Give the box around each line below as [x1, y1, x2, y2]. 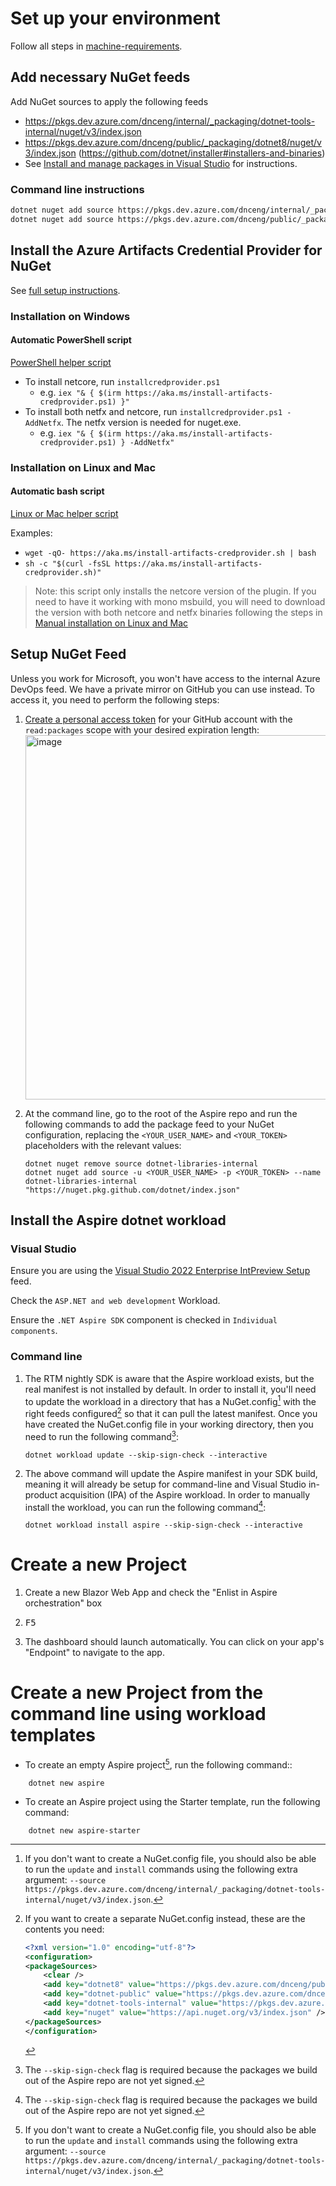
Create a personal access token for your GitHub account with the [24, 713, 293, 725]
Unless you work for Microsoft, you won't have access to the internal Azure [10, 672, 321, 684]
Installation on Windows [10, 309, 131, 323]
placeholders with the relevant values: [24, 1139, 182, 1151]
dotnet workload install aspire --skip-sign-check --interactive [24, 1520, 303, 1531]
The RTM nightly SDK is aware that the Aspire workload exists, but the [24, 1372, 315, 1384]
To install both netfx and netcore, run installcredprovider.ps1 [24, 405, 283, 417]
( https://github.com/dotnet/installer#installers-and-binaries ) [78, 147, 326, 159]
